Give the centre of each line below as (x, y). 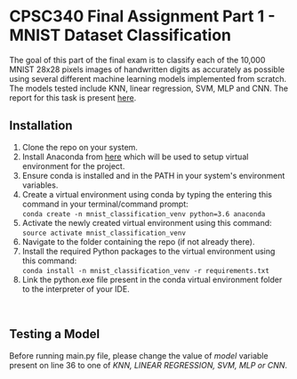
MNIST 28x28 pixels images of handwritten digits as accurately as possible (147, 69)
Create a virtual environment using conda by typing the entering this (147, 194)
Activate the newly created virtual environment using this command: (147, 222)
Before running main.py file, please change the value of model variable (139, 355)
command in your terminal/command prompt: (105, 204)
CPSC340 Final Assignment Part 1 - (142, 16)
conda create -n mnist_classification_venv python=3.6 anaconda (144, 214)
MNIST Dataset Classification (120, 35)
